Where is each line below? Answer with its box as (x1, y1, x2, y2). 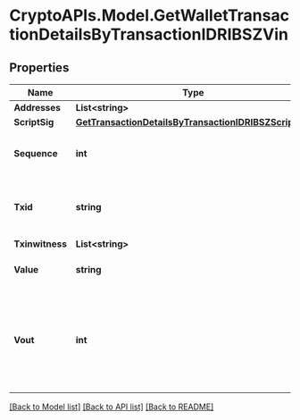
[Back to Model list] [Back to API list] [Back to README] (9, 401, 214, 412)
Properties (9, 60, 70, 75)
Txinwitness (13, 238, 67, 250)
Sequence (13, 147, 58, 159)
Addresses (13, 102, 61, 113)
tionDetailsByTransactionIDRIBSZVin (9, 24, 288, 45)
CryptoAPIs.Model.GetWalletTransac (9, 5, 290, 26)
